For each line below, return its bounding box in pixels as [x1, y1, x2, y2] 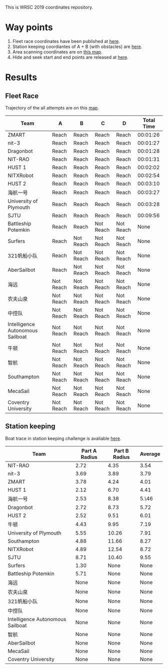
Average [139, 450, 160, 457]
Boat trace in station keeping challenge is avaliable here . [5, 435, 121, 441]
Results [5, 72, 37, 83]
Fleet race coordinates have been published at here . [12, 38, 120, 44]
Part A [81, 447, 97, 454]
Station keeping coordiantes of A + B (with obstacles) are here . [12, 43, 142, 49]
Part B [114, 447, 129, 454]
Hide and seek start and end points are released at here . [12, 54, 129, 60]
